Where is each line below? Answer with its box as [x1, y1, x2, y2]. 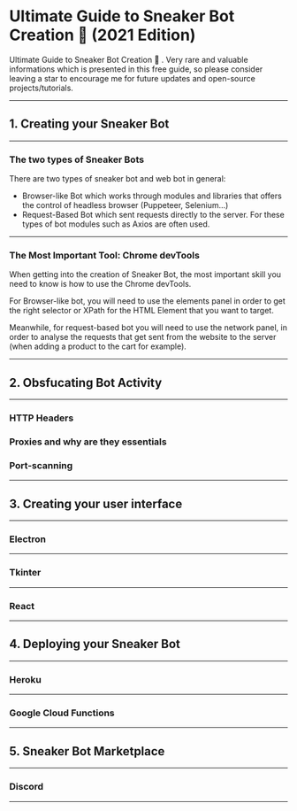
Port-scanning [9, 459, 73, 471]
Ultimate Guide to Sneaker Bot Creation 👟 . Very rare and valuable [9, 54, 249, 65]
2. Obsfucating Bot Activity [9, 375, 163, 390]
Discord [9, 781, 44, 793]
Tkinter [9, 567, 42, 579]
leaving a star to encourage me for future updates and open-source [9, 73, 256, 83]
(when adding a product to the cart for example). [9, 341, 187, 351]
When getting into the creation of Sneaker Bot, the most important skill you [9, 269, 281, 280]
